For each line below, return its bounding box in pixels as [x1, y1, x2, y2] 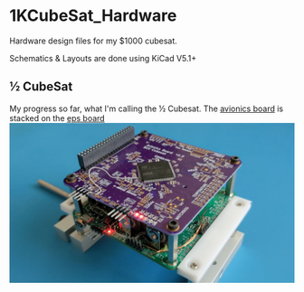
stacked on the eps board [9, 112, 106, 123]
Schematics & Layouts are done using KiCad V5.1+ [9, 52, 197, 63]
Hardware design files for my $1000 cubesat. [9, 35, 178, 46]
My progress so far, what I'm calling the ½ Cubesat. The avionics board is [9, 103, 283, 114]
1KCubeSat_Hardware [9, 5, 177, 26]
